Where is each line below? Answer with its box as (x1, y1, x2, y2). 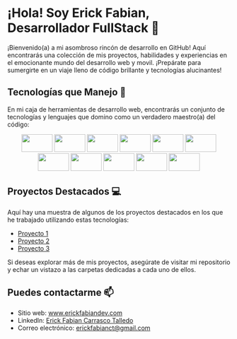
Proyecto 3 (17, 244, 50, 252)
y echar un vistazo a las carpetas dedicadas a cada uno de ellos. (7, 265, 197, 273)
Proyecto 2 (17, 237, 50, 245)
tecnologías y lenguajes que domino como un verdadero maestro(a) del (7, 112, 216, 121)
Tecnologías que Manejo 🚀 (7, 86, 127, 98)
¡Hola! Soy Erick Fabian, (7, 5, 150, 21)
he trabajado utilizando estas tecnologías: (7, 215, 129, 224)
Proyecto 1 (17, 229, 49, 237)
